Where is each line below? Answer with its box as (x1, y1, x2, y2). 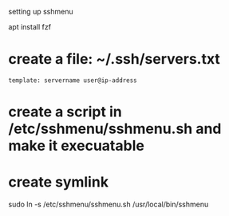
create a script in (8, 103, 122, 121)
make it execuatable (8, 137, 145, 155)
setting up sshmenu (8, 7, 73, 16)
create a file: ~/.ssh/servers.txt (8, 50, 221, 69)
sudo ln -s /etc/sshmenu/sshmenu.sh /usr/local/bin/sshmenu (8, 199, 209, 210)
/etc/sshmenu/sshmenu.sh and (8, 120, 222, 138)
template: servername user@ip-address (8, 76, 137, 84)
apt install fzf (8, 22, 52, 31)
